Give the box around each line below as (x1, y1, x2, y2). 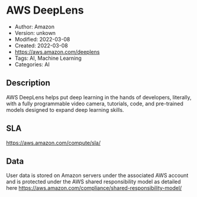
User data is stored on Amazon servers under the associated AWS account (6, 172, 189, 179)
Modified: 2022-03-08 (14, 35, 70, 43)
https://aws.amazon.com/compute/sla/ (6, 139, 101, 146)
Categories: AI (14, 60, 50, 68)
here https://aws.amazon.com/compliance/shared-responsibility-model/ (6, 185, 182, 192)
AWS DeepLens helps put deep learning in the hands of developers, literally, (6, 93, 192, 101)
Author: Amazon (14, 23, 55, 30)
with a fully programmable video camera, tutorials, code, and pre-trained (6, 100, 183, 107)
